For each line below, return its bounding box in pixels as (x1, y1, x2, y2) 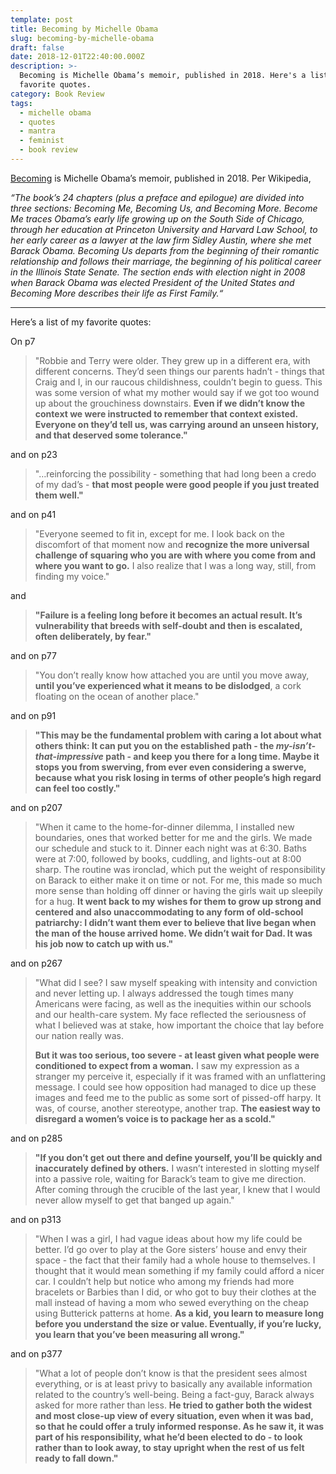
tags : (10, 98, 33, 108)
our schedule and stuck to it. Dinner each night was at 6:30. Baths (34, 842, 308, 854)
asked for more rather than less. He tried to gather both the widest (34, 1399, 313, 1411)
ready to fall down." (34, 1452, 119, 1464)
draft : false (10, 42, 65, 53)
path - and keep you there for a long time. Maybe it (105, 750, 320, 762)
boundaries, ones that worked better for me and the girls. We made (34, 831, 313, 843)
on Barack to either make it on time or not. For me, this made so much (34, 874, 323, 886)
